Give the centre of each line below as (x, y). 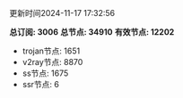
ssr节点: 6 (41, 84)
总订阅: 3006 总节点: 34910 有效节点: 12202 (92, 32)
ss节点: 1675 (45, 73)
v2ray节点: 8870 (52, 62)
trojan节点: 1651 (51, 51)
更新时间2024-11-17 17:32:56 (62, 13)
